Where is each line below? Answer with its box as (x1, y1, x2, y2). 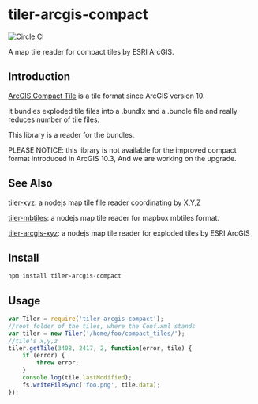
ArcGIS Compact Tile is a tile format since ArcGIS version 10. (8, 91, 205, 100)
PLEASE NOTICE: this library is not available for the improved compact (8, 145, 237, 155)
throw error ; (36, 359, 80, 367)
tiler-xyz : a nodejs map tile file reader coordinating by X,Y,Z (8, 198, 201, 207)
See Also (8, 176, 53, 191)
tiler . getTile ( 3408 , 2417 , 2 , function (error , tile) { (8, 344, 193, 353)
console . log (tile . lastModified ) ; (22, 374, 133, 382)
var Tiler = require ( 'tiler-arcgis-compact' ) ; (8, 315, 164, 323)
